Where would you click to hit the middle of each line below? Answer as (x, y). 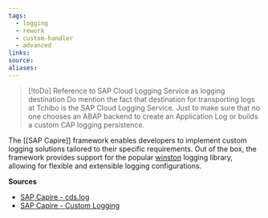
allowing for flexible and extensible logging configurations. (105, 166)
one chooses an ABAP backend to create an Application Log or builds (143, 116)
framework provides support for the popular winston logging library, (121, 157)
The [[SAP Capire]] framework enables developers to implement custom (128, 140)
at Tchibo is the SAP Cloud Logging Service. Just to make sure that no (144, 107)
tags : (17, 16)
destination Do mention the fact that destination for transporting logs (141, 99)
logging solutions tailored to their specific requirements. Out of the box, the (132, 148)
